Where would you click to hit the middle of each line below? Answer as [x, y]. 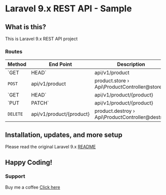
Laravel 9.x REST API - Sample [68, 9]
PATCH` [40, 103]
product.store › [112, 81]
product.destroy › [115, 111]
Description [131, 64]
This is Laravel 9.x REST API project [41, 39]
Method [17, 64]
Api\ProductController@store [128, 87]
